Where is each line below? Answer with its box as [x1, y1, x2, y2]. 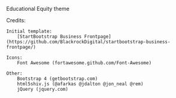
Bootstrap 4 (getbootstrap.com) [17, 76, 98, 82]
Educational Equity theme [6, 5, 70, 12]
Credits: [6, 17, 26, 23]
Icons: [6, 55, 23, 61]
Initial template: [6, 28, 52, 34]
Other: [6, 70, 23, 76]
